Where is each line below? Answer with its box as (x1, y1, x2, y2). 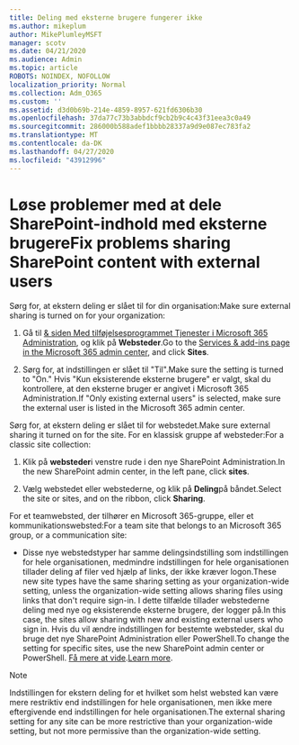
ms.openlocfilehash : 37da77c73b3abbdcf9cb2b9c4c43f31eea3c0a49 (9, 114, 251, 123)
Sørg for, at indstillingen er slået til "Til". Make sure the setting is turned (22, 364, 285, 375)
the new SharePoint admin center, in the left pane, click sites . (22, 466, 250, 477)
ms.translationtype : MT (9, 131, 99, 140)
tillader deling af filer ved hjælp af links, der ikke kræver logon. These (22, 567, 277, 577)
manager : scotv (9, 38, 66, 48)
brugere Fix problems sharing (9, 232, 232, 253)
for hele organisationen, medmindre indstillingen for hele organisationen (22, 557, 289, 568)
